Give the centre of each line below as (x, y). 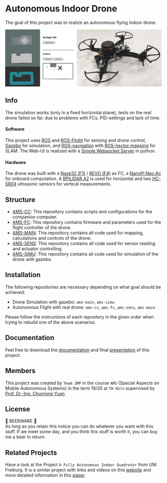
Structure (20, 200)
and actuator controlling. (38, 249)
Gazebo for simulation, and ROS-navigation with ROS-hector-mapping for (80, 146)
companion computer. (35, 217)
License (18, 409)
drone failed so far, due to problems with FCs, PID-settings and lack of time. (83, 118)
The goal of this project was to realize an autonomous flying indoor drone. (81, 22)
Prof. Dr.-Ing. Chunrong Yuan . (36, 393)
